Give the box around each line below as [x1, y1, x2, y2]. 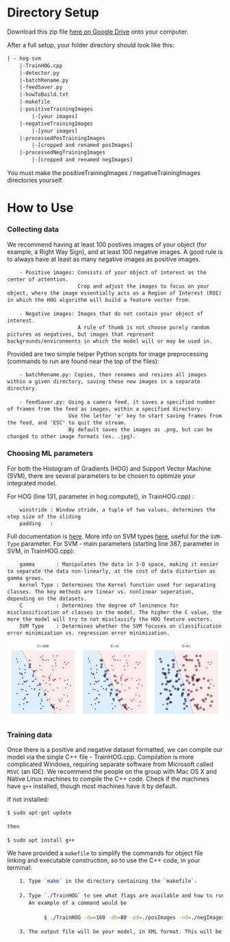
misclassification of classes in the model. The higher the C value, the [7, 609, 222, 616]
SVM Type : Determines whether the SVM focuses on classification [19, 623, 222, 630]
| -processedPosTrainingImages [19, 135, 106, 141]
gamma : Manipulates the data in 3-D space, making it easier [19, 561, 219, 568]
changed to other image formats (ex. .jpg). [7, 433, 136, 440]
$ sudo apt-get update [7, 809, 72, 816]
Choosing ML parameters [7, 448, 94, 458]
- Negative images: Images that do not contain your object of [19, 310, 204, 317]
